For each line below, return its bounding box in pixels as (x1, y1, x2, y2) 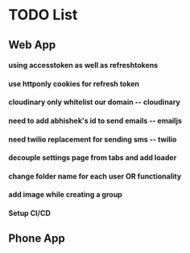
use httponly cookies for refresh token (8, 78, 139, 88)
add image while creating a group (8, 190, 122, 200)
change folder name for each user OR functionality (8, 171, 182, 181)
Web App (8, 38, 56, 52)
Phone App (8, 232, 66, 246)
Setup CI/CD (8, 208, 51, 217)
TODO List (8, 6, 78, 24)
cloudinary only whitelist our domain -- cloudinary (8, 97, 181, 107)
